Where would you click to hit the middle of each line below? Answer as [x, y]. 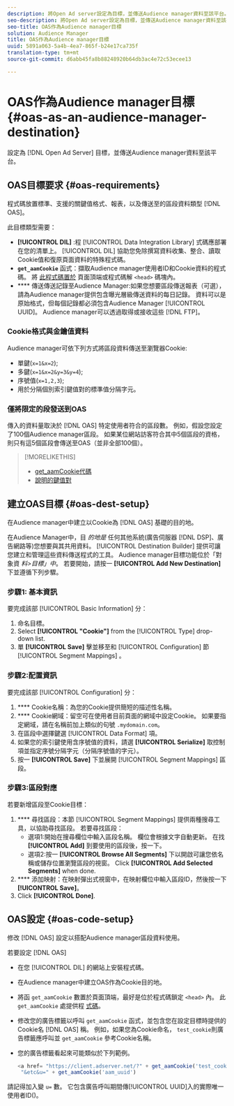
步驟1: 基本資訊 [32, 592]
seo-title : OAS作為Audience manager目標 [64, 27]
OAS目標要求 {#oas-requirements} [84, 185]
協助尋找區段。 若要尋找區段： [79, 828]
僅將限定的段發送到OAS [47, 409]
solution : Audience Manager [48, 33]
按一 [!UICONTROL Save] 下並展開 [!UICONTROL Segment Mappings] [117, 759]
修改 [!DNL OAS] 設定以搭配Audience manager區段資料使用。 [95, 938]
